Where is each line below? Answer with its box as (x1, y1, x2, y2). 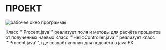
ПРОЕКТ (5, 3, 42, 14)
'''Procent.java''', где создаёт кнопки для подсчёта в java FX (5, 39, 134, 45)
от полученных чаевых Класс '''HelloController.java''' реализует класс (5, 34, 155, 40)
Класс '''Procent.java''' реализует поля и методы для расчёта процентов (5, 29, 161, 35)
